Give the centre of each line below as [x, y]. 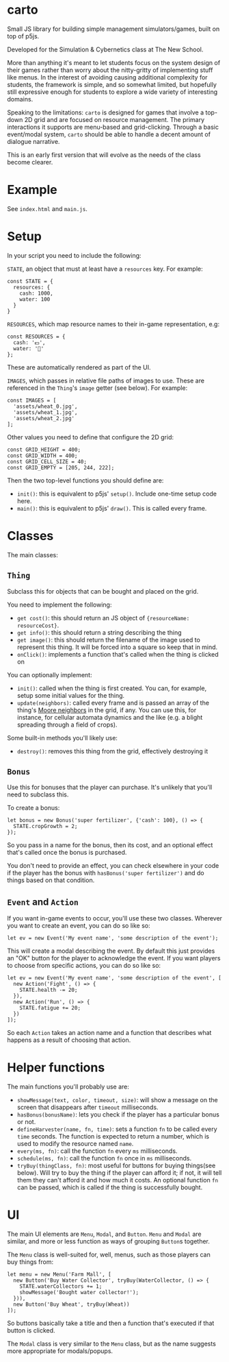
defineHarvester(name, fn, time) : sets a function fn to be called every [117, 1129]
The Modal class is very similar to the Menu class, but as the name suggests [112, 1344]
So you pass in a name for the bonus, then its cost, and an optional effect [110, 845]
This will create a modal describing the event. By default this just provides [111, 951]
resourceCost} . [38, 625]
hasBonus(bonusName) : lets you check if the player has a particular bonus [118, 1115]
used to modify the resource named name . [75, 1144]
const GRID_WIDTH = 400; [42, 455]
